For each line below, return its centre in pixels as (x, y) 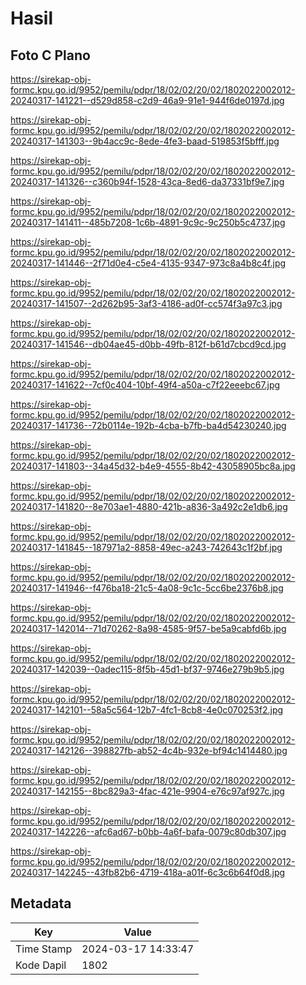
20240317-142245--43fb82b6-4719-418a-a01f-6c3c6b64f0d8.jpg (148, 872)
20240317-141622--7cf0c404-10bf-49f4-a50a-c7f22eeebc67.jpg (145, 385)
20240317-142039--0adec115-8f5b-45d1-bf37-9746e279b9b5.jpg (147, 669)
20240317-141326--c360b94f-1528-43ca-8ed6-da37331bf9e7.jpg (147, 181)
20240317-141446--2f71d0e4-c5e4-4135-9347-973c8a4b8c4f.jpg (148, 263)
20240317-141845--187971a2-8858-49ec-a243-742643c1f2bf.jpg (146, 547)
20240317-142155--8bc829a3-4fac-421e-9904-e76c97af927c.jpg (147, 791)
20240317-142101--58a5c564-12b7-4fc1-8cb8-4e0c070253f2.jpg (147, 710)
